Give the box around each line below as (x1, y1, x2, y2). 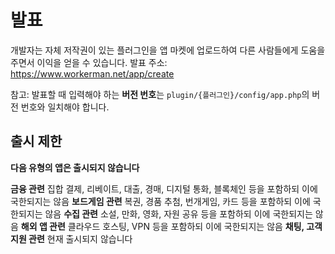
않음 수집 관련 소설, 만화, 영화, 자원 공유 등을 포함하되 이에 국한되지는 (44, 207, 313, 220)
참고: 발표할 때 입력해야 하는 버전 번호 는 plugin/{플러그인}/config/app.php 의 (10, 88, 310, 100)
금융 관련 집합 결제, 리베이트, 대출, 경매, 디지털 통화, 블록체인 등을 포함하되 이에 (10, 182, 318, 195)
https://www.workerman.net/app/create (10, 67, 175, 80)
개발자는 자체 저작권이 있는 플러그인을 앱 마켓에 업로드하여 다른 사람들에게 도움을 (10, 44, 326, 56)
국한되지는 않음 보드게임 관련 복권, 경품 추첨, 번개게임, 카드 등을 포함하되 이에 (10, 195, 311, 207)
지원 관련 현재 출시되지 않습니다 (10, 232, 133, 245)
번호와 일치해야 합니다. (20, 101, 110, 113)
